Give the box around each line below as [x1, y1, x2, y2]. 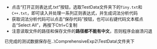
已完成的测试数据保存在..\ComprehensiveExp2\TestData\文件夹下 [4, 38, 135, 44]
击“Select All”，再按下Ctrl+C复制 [11, 22, 77, 28]
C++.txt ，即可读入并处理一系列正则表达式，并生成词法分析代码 [11, 10, 138, 16]
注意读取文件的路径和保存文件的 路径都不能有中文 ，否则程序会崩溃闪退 [11, 28, 153, 34]
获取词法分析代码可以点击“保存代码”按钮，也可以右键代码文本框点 [11, 16, 144, 22]
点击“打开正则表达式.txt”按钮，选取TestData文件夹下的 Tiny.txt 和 [11, 4, 143, 10]
